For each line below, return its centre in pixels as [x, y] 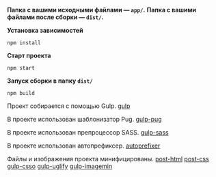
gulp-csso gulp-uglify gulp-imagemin [60, 166]
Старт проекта [29, 55]
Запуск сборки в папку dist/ [50, 81]
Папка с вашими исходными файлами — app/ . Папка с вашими [102, 10]
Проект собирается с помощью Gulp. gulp [69, 106]
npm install [24, 43]
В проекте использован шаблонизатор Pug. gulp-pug [84, 119]
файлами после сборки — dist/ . [55, 17]
